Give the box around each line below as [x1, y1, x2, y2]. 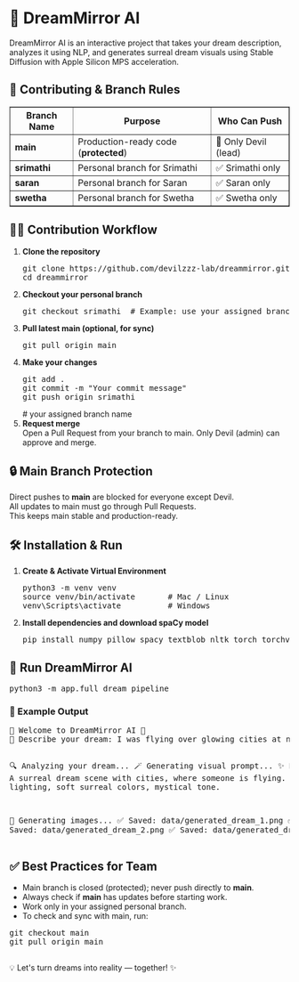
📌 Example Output [9, 705, 89, 718]
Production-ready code [77, 135, 177, 148]
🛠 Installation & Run [9, 538, 123, 553]
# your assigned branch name [21, 409, 133, 419]
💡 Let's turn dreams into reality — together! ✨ [9, 962, 177, 973]
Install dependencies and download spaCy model [21, 618, 209, 629]
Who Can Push [217, 115, 283, 127]
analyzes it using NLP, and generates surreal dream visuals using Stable [9, 46, 274, 57]
